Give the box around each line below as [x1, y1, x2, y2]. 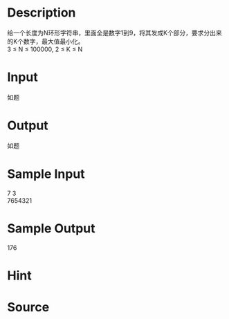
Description [7, 5, 76, 21]
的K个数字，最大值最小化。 [7, 37, 84, 46]
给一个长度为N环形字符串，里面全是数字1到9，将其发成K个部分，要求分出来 [7, 28, 223, 37]
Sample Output [7, 220, 95, 236]
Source [7, 300, 50, 316]
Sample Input [7, 166, 85, 181]
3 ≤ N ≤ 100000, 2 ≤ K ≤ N [7, 45, 83, 53]
